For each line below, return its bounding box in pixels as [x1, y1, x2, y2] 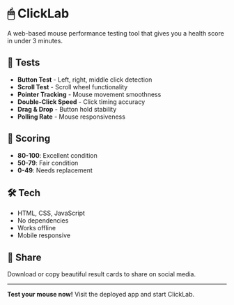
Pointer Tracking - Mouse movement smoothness [17, 90, 162, 98]
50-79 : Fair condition [17, 158, 79, 167]
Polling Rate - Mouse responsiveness [17, 112, 125, 121]
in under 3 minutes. [7, 36, 63, 45]
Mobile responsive [17, 231, 71, 239]
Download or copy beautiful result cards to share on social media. [7, 270, 196, 278]
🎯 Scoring [7, 133, 51, 144]
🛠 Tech [7, 187, 40, 199]
